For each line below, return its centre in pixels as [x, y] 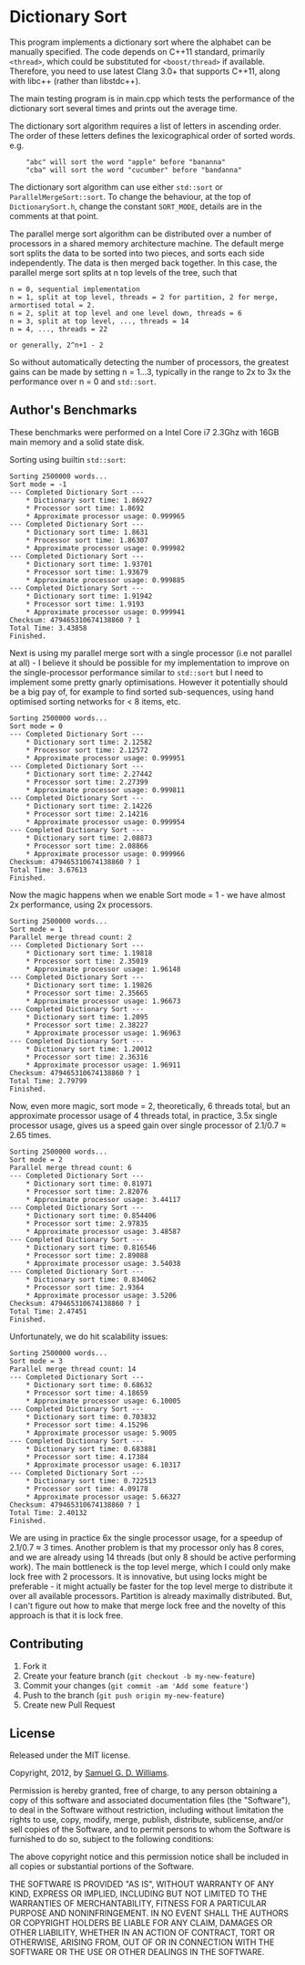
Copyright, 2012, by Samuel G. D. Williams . [90, 1773]
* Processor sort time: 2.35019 [87, 961]
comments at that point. [54, 215]
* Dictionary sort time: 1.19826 [89, 985]
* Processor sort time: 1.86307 [87, 540]
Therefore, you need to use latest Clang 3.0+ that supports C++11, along [145, 71]
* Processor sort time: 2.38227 [87, 1025]
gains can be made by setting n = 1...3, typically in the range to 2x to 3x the [150, 371]
